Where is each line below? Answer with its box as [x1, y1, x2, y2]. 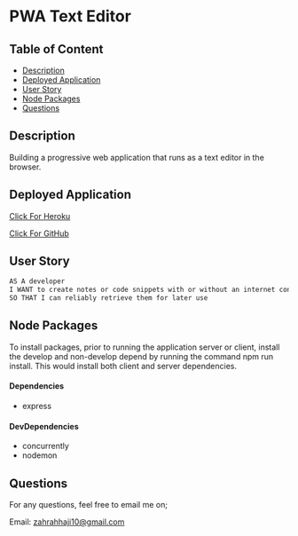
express [21, 401, 51, 412]
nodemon [21, 450, 58, 461]
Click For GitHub [9, 228, 69, 239]
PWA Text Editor [9, 6, 131, 27]
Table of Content [9, 42, 104, 57]
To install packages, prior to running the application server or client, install [9, 342, 280, 352]
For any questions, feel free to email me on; [9, 500, 169, 510]
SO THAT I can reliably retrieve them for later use [9, 294, 208, 303]
